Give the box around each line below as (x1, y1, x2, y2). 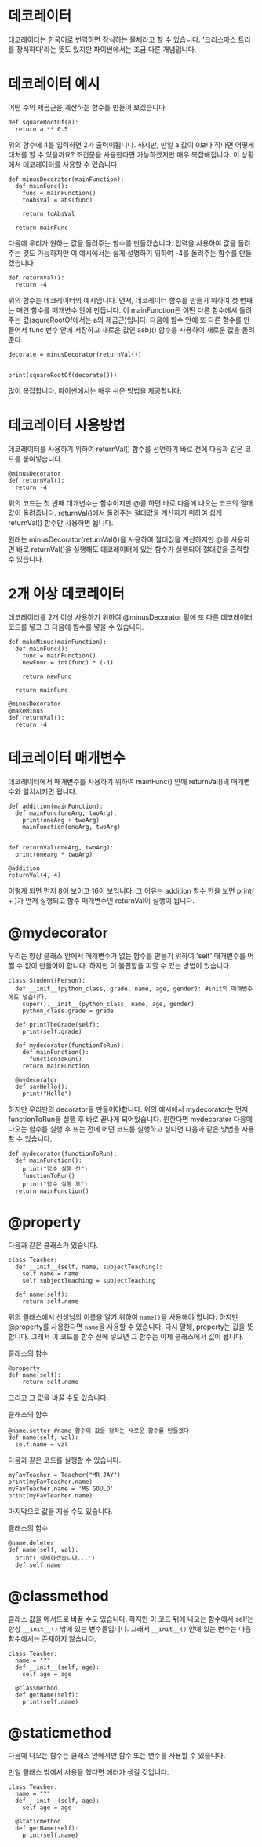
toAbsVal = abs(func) (22, 196, 93, 204)
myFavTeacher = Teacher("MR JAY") (8, 1471, 122, 1479)
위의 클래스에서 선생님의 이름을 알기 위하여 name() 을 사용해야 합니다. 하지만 (8, 1312, 238, 1321)
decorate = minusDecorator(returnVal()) (8, 350, 143, 358)
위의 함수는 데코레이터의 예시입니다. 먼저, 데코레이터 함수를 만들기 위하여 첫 (8, 295, 238, 305)
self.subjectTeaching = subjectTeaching (22, 1276, 156, 1284)
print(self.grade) (22, 1027, 82, 1035)
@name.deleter (8, 1538, 55, 1547)
